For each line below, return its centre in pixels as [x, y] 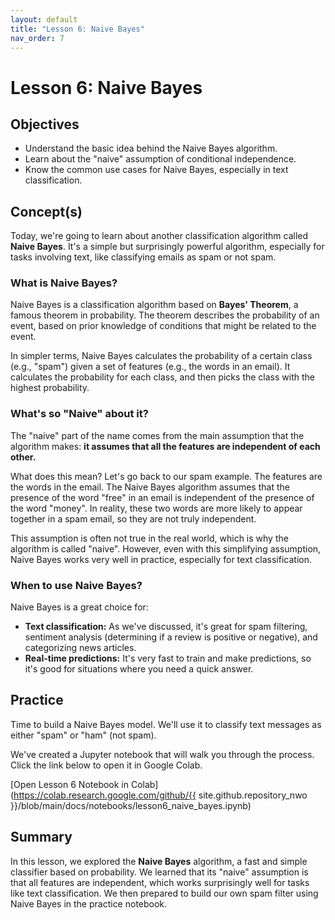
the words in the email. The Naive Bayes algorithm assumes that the [150, 487]
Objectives [45, 124]
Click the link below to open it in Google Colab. [106, 765]
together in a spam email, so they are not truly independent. [133, 518]
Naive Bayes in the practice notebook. [89, 903]
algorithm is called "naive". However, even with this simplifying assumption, [166, 548]
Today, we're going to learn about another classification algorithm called [159, 236]
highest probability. [50, 388]
